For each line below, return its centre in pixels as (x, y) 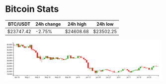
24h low (105, 24)
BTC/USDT (19, 24)
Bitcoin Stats (32, 9)
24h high (77, 24)
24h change (48, 24)
